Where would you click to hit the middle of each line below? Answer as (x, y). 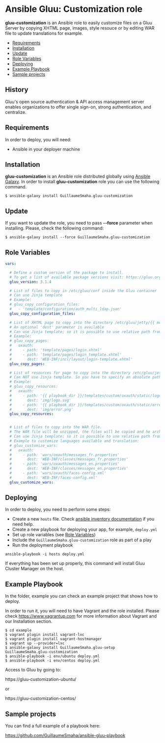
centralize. (16, 112)
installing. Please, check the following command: (55, 228)
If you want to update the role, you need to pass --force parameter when (79, 223)
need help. (23, 524)
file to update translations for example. (44, 33)
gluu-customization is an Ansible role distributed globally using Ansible (78, 177)
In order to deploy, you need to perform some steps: (58, 510)
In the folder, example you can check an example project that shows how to (82, 596)
